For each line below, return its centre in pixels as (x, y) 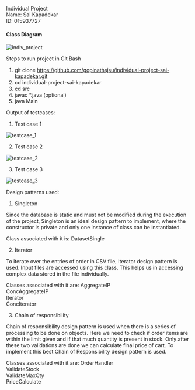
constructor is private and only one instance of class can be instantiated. (94, 228)
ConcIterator (21, 304)
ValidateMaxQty (25, 375)
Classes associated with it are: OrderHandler (60, 363)
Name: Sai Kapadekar (32, 15)
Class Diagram (24, 34)
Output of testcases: (31, 113)
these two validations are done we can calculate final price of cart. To (90, 345)
